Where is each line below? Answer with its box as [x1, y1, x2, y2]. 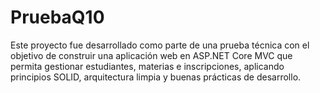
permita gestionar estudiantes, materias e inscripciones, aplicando [10, 60, 285, 72]
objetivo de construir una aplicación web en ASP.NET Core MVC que [10, 49, 293, 61]
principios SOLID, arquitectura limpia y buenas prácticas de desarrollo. [10, 71, 302, 83]
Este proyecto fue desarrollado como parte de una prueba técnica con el [10, 39, 310, 51]
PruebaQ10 [10, 6, 105, 29]
